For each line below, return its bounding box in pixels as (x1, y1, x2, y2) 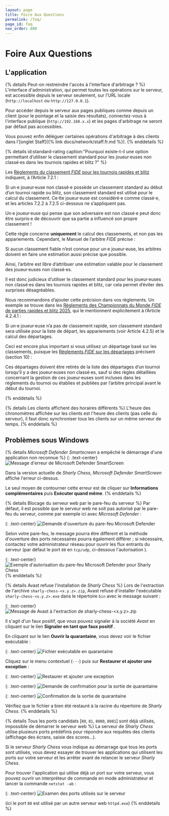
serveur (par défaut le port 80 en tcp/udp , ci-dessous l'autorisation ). (5, 546, 148, 552)
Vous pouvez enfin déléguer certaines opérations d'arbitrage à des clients (5, 134, 160, 140)
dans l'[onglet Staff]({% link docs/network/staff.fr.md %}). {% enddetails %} (5, 139, 164, 145)
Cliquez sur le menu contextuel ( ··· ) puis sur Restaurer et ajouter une (5, 658, 152, 664)
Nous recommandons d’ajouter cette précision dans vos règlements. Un (5, 297, 155, 303)
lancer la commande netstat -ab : (5, 780, 77, 787)
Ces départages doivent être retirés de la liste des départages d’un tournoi (5, 364, 160, 370)
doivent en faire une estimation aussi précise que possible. (5, 251, 128, 257)
